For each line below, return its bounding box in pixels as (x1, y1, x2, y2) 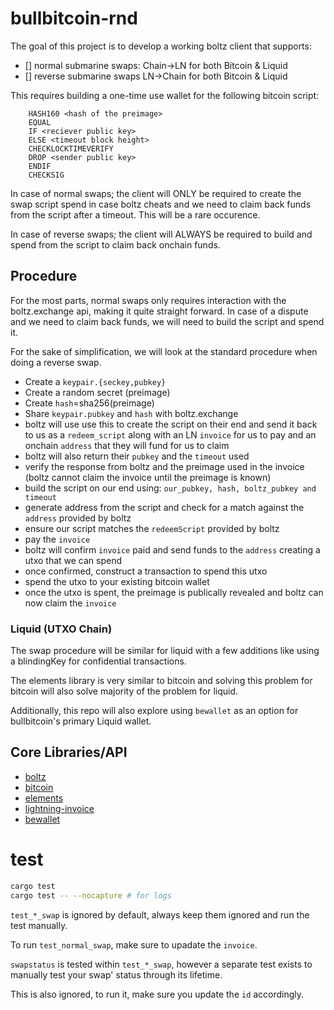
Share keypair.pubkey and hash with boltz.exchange (24, 407, 239, 419)
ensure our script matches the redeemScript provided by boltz (24, 522, 280, 534)
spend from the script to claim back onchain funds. (10, 238, 221, 251)
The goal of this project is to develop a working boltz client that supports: (10, 40, 312, 52)
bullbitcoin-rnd (10, 7, 138, 30)
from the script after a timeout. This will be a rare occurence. (10, 208, 261, 221)
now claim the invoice (24, 597, 117, 609)
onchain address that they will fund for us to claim (24, 439, 230, 451)
